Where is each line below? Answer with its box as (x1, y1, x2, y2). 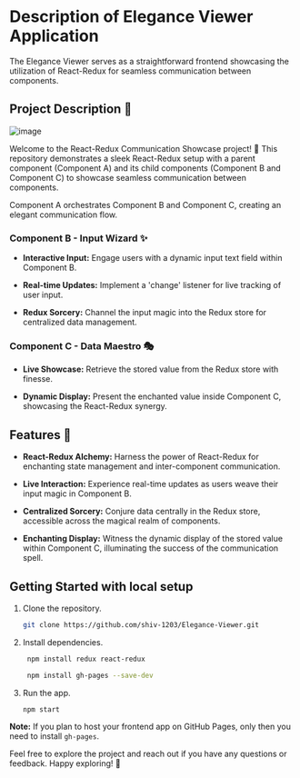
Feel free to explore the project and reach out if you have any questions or (9, 748, 287, 760)
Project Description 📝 (9, 102, 133, 117)
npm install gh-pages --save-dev (26, 671, 154, 680)
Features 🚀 (9, 427, 72, 443)
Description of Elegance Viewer (9, 6, 254, 27)
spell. (22, 553, 44, 564)
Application (9, 25, 99, 46)
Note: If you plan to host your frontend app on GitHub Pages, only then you (9, 721, 291, 733)
